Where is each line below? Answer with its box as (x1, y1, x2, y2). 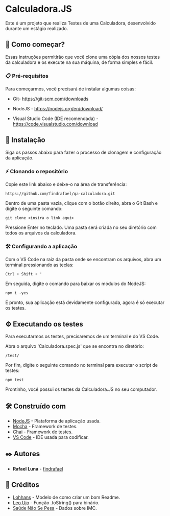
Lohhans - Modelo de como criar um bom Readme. (12, 494, 120, 500)
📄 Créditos (5, 481, 39, 489)
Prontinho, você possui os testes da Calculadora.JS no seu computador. (5, 386, 157, 392)
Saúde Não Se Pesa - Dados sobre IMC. (12, 505, 97, 511)
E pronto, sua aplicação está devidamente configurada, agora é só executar (5, 299, 165, 306)
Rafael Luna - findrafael (12, 465, 63, 472)
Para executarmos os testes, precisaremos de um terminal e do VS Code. (5, 333, 160, 340)
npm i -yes (5, 291, 29, 296)
